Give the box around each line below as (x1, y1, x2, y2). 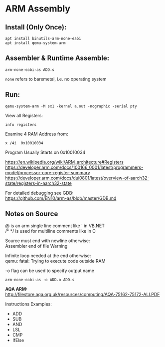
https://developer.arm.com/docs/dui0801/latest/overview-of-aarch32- (5, 175, 150, 181)
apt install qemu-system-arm (5, 40, 66, 45)
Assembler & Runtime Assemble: (5, 54, 110, 62)
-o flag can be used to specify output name (5, 268, 95, 274)
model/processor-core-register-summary (5, 169, 91, 175)
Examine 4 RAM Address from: (5, 131, 68, 137)
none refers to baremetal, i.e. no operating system (5, 76, 107, 82)
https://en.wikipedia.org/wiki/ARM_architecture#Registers (5, 159, 124, 165)
